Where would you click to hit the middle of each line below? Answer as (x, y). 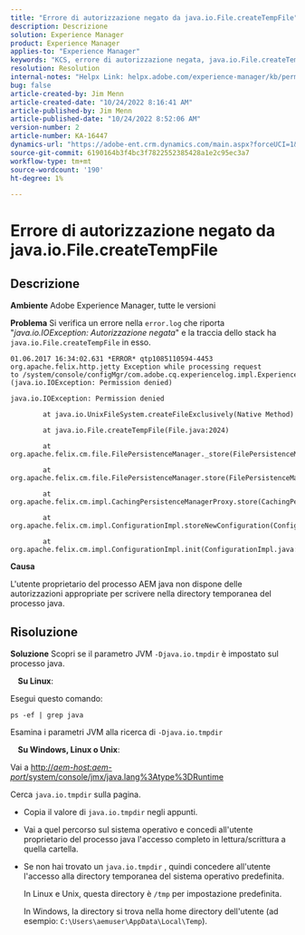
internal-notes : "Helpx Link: (67, 77)
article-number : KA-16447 (59, 136)
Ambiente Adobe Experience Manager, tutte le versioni (113, 306)
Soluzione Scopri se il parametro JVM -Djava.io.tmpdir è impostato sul (144, 654)
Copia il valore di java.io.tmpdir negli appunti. (110, 812)
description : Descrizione (59, 26)
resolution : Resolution (55, 69)
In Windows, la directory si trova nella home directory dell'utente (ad (151, 911)
